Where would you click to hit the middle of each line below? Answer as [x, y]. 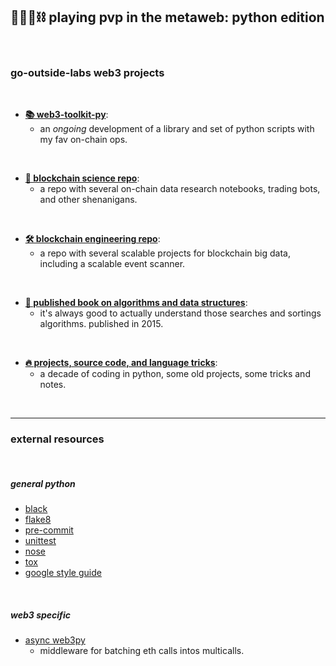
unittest [40, 541]
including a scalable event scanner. [112, 264]
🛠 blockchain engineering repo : [92, 239]
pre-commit [49, 530]
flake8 [38, 520]
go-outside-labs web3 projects [87, 72]
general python [43, 483]
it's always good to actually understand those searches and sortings [180, 313]
